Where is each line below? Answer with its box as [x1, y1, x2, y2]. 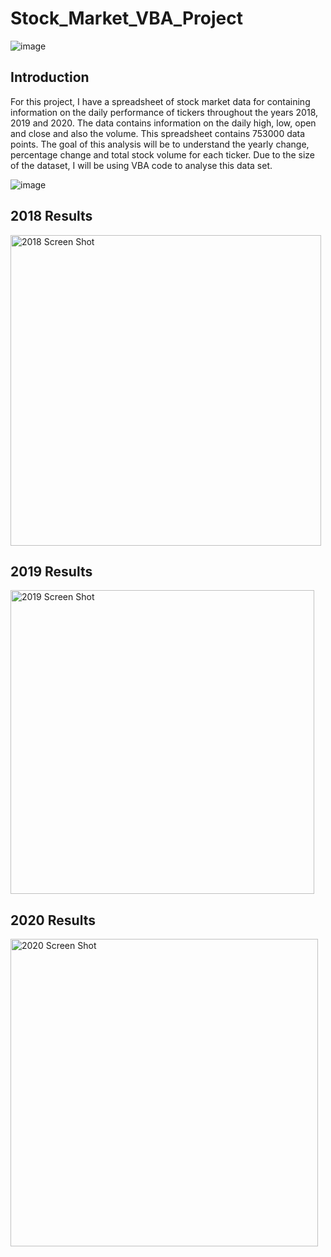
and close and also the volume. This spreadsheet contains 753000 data [10, 127, 306, 139]
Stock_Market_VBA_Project [10, 7, 243, 30]
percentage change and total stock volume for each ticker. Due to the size [10, 148, 315, 161]
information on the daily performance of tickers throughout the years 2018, [10, 106, 319, 118]
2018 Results [10, 208, 93, 225]
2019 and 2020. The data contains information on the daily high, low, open [10, 117, 317, 129]
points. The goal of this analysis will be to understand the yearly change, [10, 138, 310, 150]
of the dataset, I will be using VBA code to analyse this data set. [10, 159, 273, 171]
